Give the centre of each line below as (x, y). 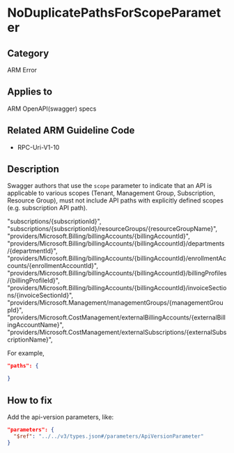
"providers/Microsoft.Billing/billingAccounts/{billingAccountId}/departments (116, 244)
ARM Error (22, 70)
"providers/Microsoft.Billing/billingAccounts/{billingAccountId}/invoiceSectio (117, 288)
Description (33, 169)
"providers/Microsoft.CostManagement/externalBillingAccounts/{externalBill (117, 317)
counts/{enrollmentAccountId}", (53, 266)
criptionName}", (30, 340)
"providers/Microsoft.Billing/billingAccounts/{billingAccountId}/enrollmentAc (117, 258)
